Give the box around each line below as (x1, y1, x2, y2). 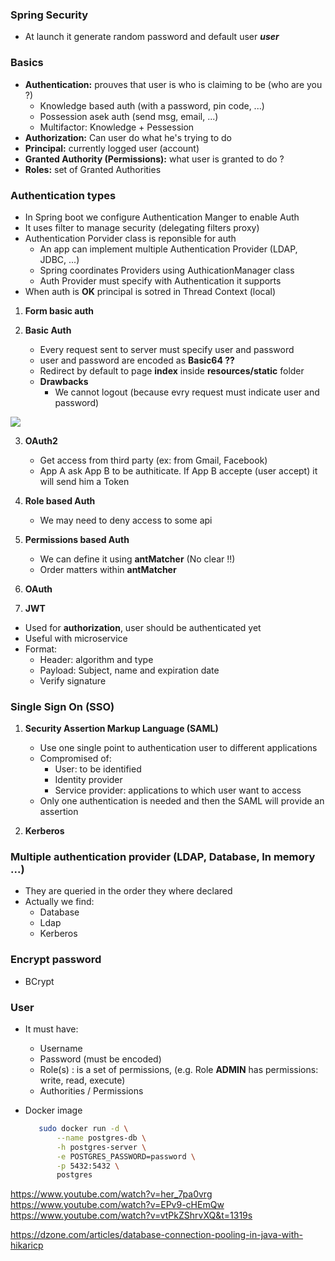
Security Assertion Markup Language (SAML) (24, 723, 219, 735)
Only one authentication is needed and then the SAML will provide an (39, 795, 325, 807)
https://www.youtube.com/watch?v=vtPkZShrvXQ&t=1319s (10, 1209, 253, 1222)
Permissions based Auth (24, 533, 130, 545)
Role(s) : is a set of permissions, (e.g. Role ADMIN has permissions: (39, 1064, 319, 1076)
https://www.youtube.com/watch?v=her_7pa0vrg (10, 1188, 213, 1200)
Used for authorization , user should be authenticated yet (24, 621, 262, 633)
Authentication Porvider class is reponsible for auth (24, 232, 237, 244)
